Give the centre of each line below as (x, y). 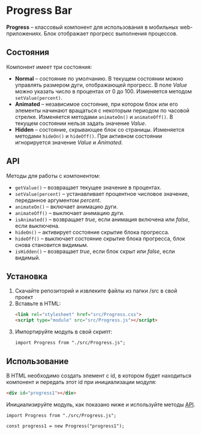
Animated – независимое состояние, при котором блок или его (96, 104)
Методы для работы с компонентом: (53, 175)
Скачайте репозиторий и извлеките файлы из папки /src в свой (96, 291)
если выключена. (37, 225)
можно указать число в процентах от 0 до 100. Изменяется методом (103, 91)
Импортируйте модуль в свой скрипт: (64, 332)
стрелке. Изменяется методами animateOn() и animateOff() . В (94, 117)
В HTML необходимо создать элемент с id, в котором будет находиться (99, 376)
